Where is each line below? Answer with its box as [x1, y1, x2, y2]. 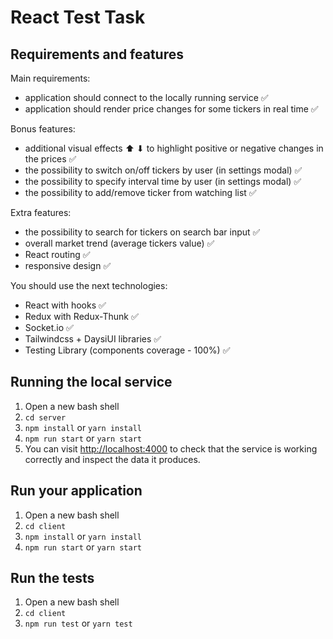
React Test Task [10, 6, 146, 29]
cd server [24, 412, 67, 423]
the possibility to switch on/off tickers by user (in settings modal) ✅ [24, 164, 303, 176]
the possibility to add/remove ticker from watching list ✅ [24, 187, 257, 198]
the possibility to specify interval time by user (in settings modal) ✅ [24, 176, 302, 187]
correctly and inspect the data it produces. [24, 453, 201, 465]
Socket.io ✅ [24, 322, 74, 333]
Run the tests [10, 570, 95, 587]
